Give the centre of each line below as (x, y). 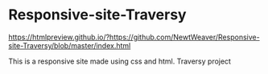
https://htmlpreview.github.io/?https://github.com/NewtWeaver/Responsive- (134, 37)
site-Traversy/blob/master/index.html (70, 45)
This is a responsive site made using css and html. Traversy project (120, 61)
